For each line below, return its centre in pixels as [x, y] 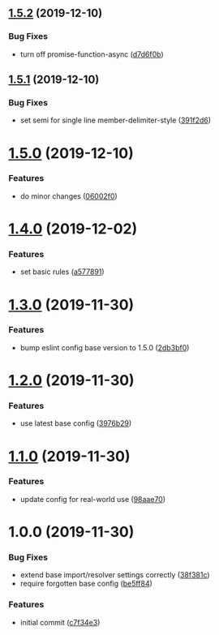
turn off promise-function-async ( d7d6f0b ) [92, 54]
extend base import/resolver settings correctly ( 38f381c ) [115, 575]
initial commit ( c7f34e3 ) [60, 622]
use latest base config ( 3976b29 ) [76, 423]
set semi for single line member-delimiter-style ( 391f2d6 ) [116, 120]
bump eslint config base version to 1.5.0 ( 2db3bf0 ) [105, 347]
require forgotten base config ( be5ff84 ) [86, 584]
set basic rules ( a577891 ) [62, 272]
